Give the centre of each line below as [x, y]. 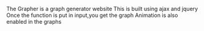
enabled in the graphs [34, 22]
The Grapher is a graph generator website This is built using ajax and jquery [102, 9]
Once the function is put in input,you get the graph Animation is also [92, 15]
